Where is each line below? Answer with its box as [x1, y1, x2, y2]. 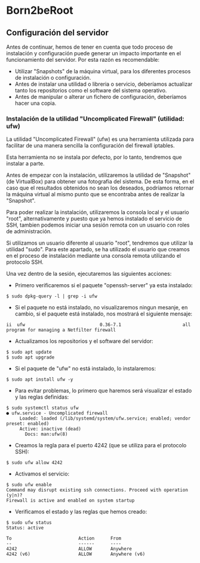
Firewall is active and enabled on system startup [6, 498, 135, 504]
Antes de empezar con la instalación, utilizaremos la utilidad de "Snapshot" [6, 171, 191, 179]
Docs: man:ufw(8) [24, 431, 68, 438]
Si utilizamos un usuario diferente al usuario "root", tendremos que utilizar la [6, 239, 193, 246]
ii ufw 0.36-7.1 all [6, 322, 191, 328]
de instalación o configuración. [14, 74, 91, 81]
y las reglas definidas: [14, 393, 69, 401]
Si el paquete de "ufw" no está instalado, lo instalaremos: [14, 365, 156, 372]
